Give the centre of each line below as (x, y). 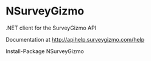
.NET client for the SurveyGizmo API (51, 28)
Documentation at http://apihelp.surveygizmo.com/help (75, 39)
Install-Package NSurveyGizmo (45, 51)
